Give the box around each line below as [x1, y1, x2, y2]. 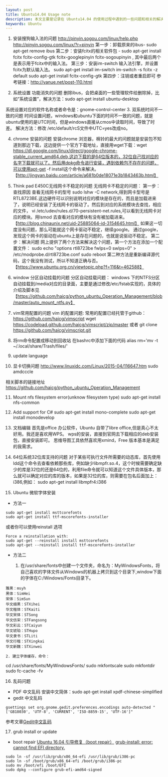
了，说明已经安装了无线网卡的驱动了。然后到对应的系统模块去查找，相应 [12, 201, 162, 207]
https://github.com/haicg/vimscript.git [12, 327, 91, 333]
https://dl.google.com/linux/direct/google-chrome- [12, 148, 118, 154]
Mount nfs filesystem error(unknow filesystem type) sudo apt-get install [12, 394, 161, 400]
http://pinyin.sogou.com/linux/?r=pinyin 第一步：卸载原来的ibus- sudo [12, 42, 157, 48]
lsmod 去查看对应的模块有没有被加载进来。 [39, 214, 128, 220]
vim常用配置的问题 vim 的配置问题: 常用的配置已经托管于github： [12, 310, 147, 316]
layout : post [5, 7, 33, 12]
